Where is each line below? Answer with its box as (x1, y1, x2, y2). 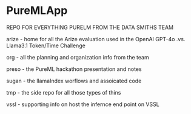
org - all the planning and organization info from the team (6, 53, 150, 61)
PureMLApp (6, 4, 68, 18)
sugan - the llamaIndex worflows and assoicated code (6, 77, 142, 84)
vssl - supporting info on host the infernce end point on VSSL (6, 101, 159, 108)
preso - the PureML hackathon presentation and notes (6, 65, 142, 73)
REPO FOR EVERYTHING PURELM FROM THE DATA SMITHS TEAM (6, 24, 174, 31)
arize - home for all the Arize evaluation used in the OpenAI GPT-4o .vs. (6, 35, 186, 42)
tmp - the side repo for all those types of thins (6, 89, 121, 96)
